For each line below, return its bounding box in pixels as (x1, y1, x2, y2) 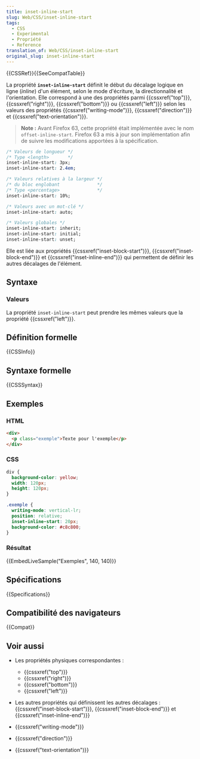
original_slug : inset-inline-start (6, 53, 95, 59)
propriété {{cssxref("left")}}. (6, 315, 76, 322)
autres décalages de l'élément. (6, 260, 82, 267)
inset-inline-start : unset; (6, 236, 76, 242)
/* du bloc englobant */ (6, 182, 103, 188)
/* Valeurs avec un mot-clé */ (6, 204, 84, 210)
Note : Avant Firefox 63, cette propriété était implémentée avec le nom (20, 124, 194, 131)
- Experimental (11, 31, 50, 37)
